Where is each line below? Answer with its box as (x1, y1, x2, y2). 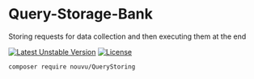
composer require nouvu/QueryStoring (8, 62, 136, 71)
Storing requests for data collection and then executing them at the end (8, 31, 247, 41)
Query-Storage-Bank (8, 5, 154, 23)
